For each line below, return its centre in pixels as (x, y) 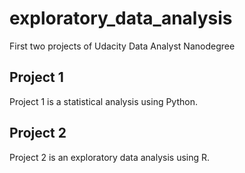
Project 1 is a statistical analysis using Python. (103, 101)
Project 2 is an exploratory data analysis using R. (110, 157)
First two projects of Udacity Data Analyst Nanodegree (122, 46)
